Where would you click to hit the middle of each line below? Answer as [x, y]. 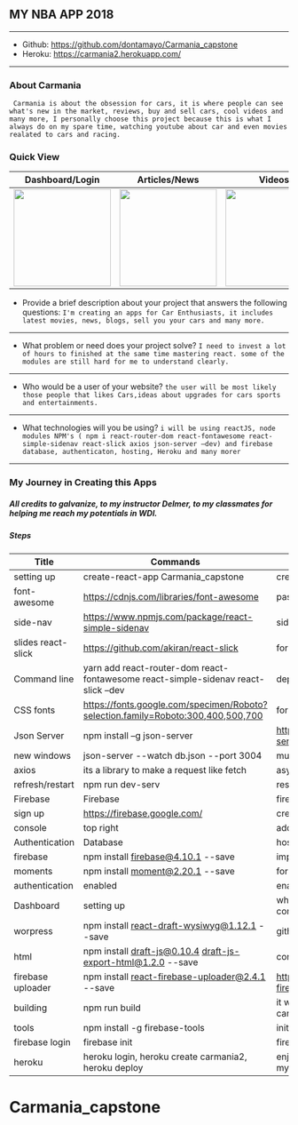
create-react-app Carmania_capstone [164, 577]
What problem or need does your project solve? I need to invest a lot [154, 346]
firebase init [108, 1041]
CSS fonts [35, 710]
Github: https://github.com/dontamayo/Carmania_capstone [129, 44]
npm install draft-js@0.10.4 [141, 951]
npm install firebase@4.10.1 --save [159, 857]
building [30, 1008]
